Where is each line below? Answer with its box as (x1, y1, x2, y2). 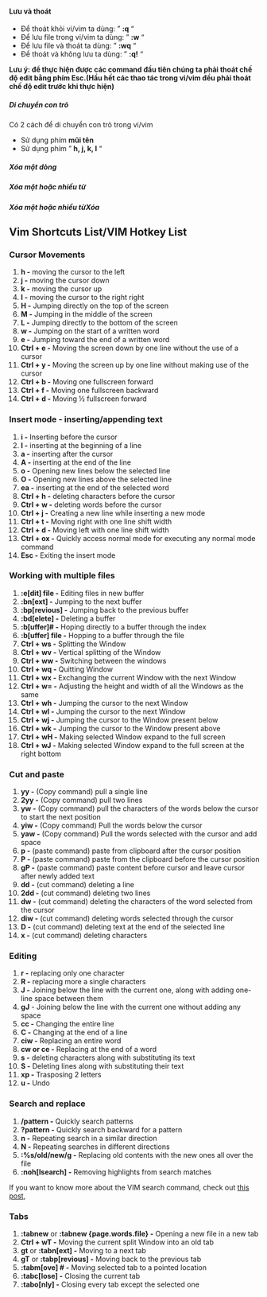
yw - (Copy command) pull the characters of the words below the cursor (20, 804, 259, 813)
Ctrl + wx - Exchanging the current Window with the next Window (20, 672, 237, 682)
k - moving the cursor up (20, 284, 103, 294)
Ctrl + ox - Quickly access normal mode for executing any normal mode (20, 533, 256, 543)
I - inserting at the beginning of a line (20, 440, 142, 450)
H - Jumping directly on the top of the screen (20, 301, 169, 310)
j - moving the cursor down (20, 275, 110, 286)
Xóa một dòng (9, 162, 57, 171)
